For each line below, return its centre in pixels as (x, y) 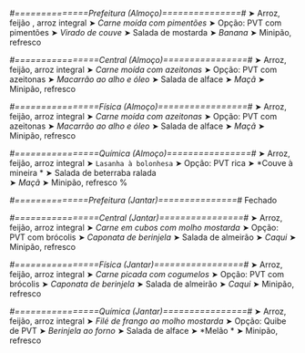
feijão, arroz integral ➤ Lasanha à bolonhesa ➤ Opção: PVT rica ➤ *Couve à (151, 163)
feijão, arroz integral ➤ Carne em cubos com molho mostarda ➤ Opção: (144, 228)
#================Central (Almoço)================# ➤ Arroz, (148, 60)
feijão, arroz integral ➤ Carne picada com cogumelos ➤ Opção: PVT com (147, 274)
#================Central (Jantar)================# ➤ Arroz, (146, 218)
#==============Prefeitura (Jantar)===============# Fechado (143, 200)
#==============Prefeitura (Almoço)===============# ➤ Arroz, (145, 13)
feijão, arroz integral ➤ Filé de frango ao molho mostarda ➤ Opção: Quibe (148, 321)
